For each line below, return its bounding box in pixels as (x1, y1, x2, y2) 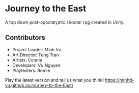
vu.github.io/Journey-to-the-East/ (5, 82, 74, 88)
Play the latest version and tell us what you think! (5, 77, 104, 83)
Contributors (5, 33, 46, 42)
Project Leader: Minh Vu (12, 46, 61, 52)
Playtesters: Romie (12, 67, 51, 73)
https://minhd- (105, 77, 134, 83)
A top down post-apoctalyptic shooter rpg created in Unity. (5, 19, 125, 25)
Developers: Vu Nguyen (12, 62, 61, 68)
